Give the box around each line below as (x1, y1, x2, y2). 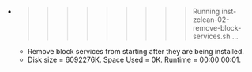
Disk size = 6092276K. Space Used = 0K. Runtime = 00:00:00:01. (27, 55, 242, 64)
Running (192, 7, 220, 16)
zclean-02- (192, 15, 230, 24)
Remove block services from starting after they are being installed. (27, 47, 245, 56)
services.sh (192, 31, 231, 41)
